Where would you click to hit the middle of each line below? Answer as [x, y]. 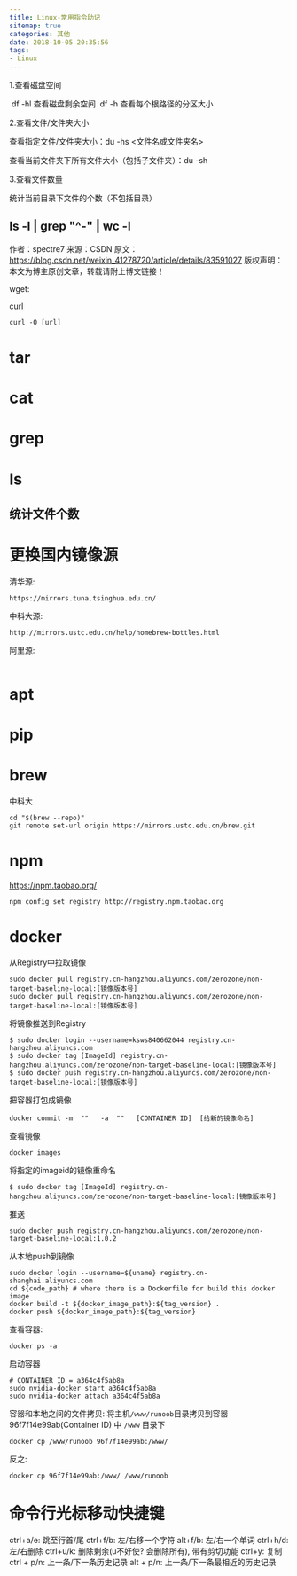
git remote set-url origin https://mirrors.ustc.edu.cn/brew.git [132, 826]
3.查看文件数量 [36, 179]
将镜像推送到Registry [48, 1023]
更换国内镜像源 [64, 556]
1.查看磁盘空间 [35, 85]
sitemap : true [35, 26]
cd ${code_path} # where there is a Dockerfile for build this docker [142, 1289]
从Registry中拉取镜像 [48, 962]
